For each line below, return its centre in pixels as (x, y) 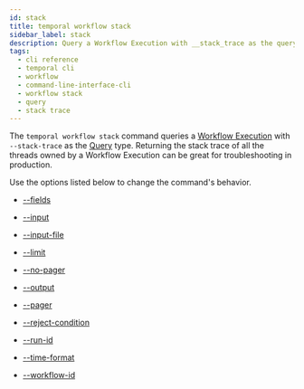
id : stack (28, 18)
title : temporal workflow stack (70, 26)
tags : (19, 52)
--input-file (43, 235)
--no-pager (44, 270)
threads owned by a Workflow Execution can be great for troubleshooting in (151, 156)
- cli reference (48, 60)
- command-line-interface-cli (74, 85)
